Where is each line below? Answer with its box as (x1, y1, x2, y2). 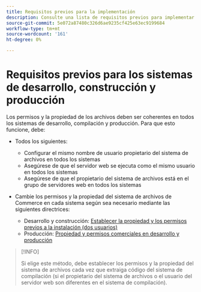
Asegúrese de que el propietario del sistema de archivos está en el (23, 175, 189, 182)
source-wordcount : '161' (6, 31, 68, 37)
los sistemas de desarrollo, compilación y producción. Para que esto (6, 120, 175, 127)
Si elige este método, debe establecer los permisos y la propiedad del (20, 260, 194, 267)
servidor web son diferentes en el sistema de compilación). (20, 279, 167, 286)
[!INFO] (20, 248, 40, 255)
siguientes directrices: (14, 205, 70, 213)
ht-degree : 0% (6, 37, 42, 43)
